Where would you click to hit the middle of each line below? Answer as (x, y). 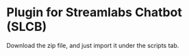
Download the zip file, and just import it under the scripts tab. (93, 45)
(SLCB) (27, 27)
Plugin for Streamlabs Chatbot (94, 12)
